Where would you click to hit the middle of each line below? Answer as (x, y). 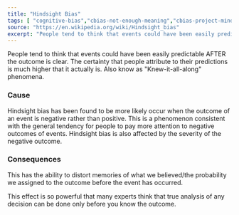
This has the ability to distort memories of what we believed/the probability (117, 174)
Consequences (34, 159)
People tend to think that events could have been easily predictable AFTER (117, 54)
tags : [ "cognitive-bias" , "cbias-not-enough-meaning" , (90, 21)
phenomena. (26, 77)
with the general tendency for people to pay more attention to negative (111, 126)
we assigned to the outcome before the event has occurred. (95, 182)
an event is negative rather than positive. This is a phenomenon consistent (116, 118)
